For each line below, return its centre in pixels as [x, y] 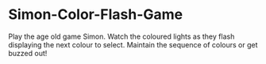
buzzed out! [28, 53]
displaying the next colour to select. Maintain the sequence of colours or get [133, 44]
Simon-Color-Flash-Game [96, 15]
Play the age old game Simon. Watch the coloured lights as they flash [121, 36]
